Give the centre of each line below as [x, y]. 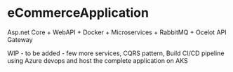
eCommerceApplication [78, 13]
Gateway [20, 39]
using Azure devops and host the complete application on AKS [98, 60]
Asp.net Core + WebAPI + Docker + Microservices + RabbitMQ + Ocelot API [117, 32]
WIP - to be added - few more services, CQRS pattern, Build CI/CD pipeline [116, 53]
